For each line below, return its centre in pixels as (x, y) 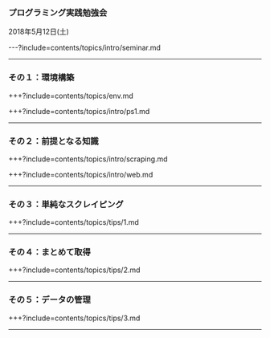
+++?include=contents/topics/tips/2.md (74, 270)
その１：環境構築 (41, 78)
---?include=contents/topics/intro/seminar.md (84, 48)
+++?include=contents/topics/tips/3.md (74, 318)
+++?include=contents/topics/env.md (71, 96)
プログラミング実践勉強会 (58, 12)
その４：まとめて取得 (49, 252)
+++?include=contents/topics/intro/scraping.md (88, 159)
